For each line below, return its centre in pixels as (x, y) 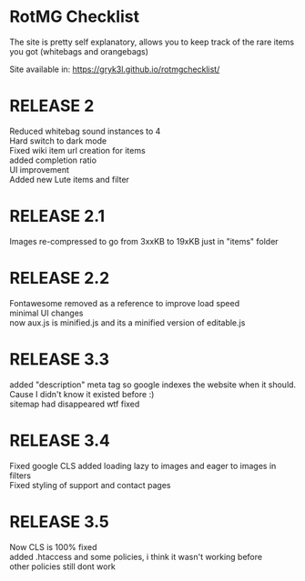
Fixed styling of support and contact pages (90, 485)
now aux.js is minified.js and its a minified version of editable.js (127, 322)
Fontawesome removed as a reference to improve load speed (124, 303)
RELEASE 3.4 (60, 441)
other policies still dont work (62, 566)
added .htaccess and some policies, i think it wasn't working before (136, 556)
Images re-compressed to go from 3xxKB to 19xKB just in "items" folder (144, 241)
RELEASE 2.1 (57, 216)
